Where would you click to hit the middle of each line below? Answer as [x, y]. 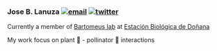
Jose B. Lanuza [34, 12]
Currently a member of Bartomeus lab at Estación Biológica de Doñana [108, 27]
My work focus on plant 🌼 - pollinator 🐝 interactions [81, 40]
